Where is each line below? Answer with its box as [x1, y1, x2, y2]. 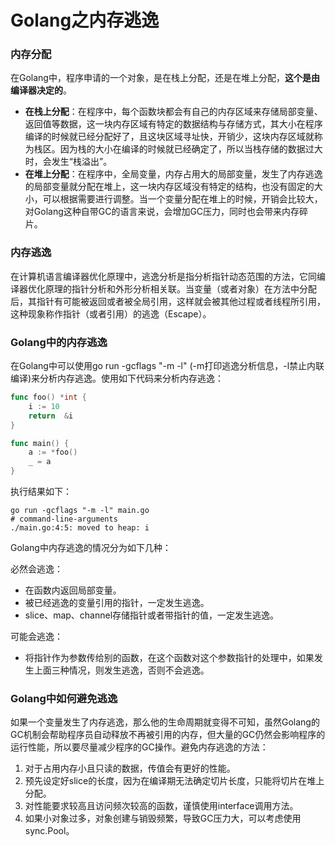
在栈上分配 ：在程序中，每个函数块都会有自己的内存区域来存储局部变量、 [24, 106, 323, 118]
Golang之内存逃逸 [10, 9, 160, 32]
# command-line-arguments [10, 514, 118, 525]
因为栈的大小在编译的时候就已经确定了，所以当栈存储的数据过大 [59, 143, 323, 155]
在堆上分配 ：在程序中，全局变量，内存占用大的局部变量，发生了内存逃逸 [24, 168, 323, 180]
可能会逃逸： [10, 631, 63, 643]
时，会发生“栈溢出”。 [24, 156, 113, 168]
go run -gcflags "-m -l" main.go [10, 506, 150, 516]
